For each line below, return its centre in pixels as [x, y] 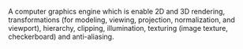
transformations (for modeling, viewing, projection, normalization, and [121, 20]
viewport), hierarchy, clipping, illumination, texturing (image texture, [118, 28]
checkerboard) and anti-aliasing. [61, 36]
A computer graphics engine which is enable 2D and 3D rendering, [117, 11]
